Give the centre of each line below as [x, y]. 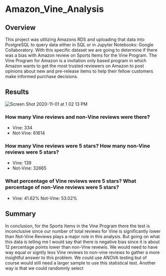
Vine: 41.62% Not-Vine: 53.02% [45, 198]
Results [17, 92]
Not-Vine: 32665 [29, 168]
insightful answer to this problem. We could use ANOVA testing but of [76, 258]
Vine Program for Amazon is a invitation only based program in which [76, 60]
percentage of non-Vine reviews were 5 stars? [62, 187]
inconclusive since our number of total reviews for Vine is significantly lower [83, 231]
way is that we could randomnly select [44, 268]
